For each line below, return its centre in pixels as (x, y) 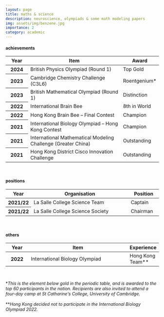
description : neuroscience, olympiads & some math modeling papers (75, 19)
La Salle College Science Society (71, 211)
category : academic (25, 32)
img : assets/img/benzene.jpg (35, 23)
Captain (140, 202)
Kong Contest (46, 129)
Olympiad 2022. (22, 309)
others (12, 234)
